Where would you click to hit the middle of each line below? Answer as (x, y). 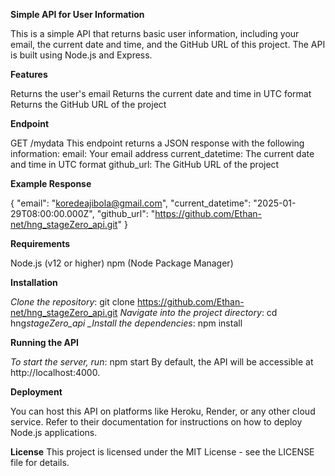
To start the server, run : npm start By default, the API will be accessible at (162, 362)
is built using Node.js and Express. (81, 55)
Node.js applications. (54, 432)
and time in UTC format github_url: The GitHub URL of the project (145, 164)
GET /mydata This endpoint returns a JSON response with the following (157, 143)
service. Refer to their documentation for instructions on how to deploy (156, 422)
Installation (34, 282)
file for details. (40, 462)
